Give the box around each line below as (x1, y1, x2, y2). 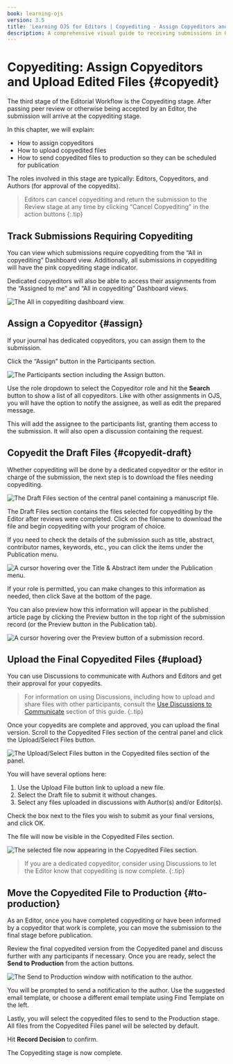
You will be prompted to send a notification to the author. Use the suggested (7, 986, 225, 995)
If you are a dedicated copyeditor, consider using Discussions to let (24, 859, 217, 868)
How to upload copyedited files (17, 147, 107, 155)
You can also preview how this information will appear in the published (7, 605, 209, 613)
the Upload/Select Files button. (7, 735, 96, 744)
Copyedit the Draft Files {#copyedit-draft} (7, 447, 192, 459)
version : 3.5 (7, 17, 45, 24)
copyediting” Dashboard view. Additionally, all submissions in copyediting (7, 256, 217, 264)
